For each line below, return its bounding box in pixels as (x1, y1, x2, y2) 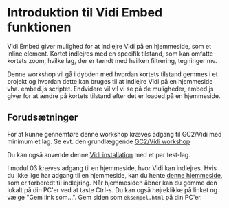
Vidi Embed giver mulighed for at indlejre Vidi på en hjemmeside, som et (7, 42, 212, 50)
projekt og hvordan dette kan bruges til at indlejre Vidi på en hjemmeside (7, 77, 213, 85)
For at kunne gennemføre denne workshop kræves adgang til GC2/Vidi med (7, 130, 222, 138)
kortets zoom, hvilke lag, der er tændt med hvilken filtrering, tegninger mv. (7, 56, 217, 65)
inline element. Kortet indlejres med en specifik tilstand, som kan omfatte (7, 49, 213, 58)
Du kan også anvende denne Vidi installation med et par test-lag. (7, 150, 190, 159)
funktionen (7, 19, 72, 35)
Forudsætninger (7, 112, 78, 124)
